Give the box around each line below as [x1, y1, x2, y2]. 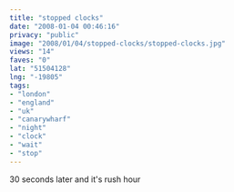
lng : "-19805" [9, 73, 64, 82]
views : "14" [9, 47, 55, 56]
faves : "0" [9, 56, 51, 65]
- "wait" [9, 140, 43, 149]
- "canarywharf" [9, 115, 71, 124]
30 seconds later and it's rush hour [9, 174, 141, 185]
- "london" [9, 89, 51, 98]
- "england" [9, 97, 55, 107]
